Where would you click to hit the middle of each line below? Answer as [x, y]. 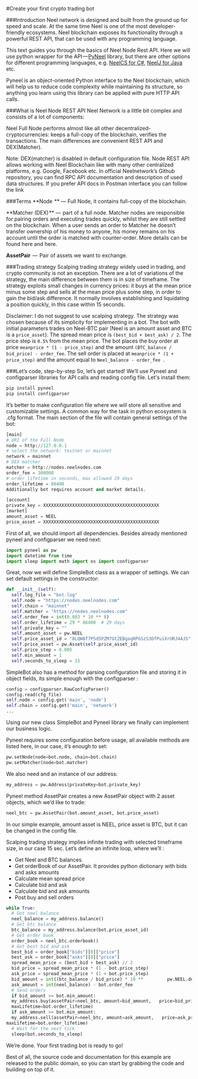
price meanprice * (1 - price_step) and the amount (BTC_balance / [89, 347]
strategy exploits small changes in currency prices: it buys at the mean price [99, 286]
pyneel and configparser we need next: [54, 539]
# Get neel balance [35, 913]
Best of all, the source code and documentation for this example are [88, 1057]
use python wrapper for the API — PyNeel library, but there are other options [98, 56]
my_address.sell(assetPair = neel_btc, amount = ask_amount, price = [95, 1018]
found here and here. [32, 244]
